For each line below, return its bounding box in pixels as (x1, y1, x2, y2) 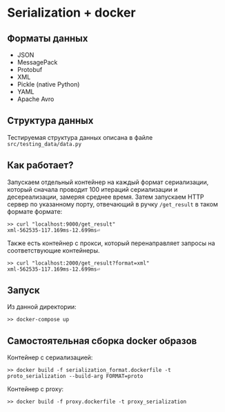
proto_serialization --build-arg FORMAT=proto (7, 373, 144, 380)
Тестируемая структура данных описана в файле (7, 133, 153, 141)
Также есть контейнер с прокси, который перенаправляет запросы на (7, 239, 215, 247)
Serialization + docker (7, 5, 136, 21)
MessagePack (17, 58, 58, 66)
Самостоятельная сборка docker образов (7, 334, 197, 347)
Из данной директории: (7, 303, 77, 311)
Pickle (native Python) (17, 80, 80, 88)
